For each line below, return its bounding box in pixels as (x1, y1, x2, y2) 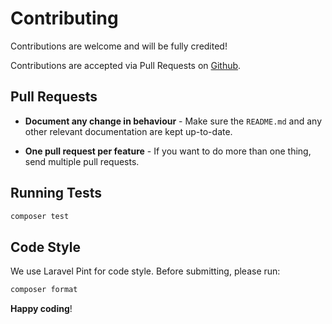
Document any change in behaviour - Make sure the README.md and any (24, 115, 323, 127)
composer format (10, 285, 78, 295)
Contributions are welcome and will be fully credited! (10, 40, 228, 52)
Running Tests (10, 185, 102, 202)
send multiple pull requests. (24, 155, 140, 167)
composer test (10, 211, 70, 221)
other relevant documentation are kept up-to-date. (24, 125, 233, 137)
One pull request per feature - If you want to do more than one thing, (24, 145, 312, 157)
